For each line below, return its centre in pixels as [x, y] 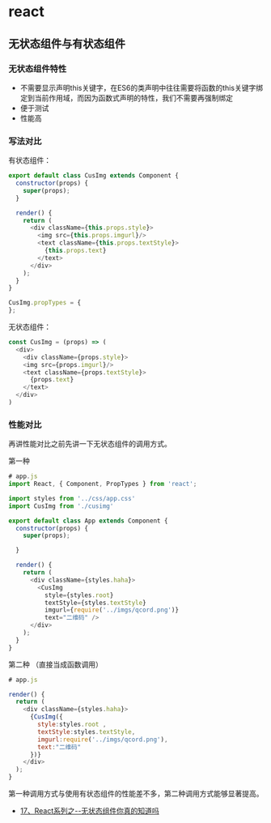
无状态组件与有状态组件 [67, 43]
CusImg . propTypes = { [45, 303]
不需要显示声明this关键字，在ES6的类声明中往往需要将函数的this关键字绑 [142, 87]
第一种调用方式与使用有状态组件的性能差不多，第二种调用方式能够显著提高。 [136, 794]
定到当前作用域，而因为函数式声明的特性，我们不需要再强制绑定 [126, 98]
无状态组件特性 [38, 69]
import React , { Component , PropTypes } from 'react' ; [103, 484]
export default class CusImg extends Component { [94, 176]
